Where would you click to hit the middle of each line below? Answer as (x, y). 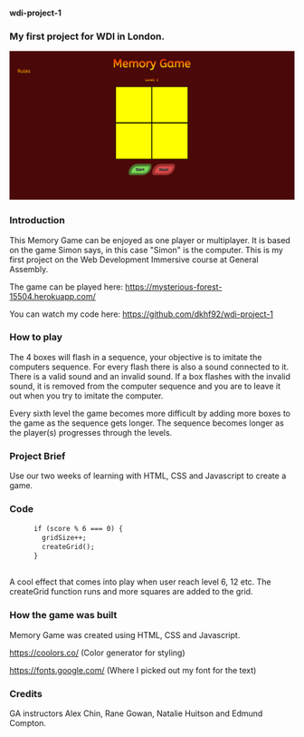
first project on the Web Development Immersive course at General (134, 260)
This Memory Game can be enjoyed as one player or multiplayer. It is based (150, 240)
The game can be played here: (66, 287)
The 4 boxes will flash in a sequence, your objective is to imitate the (136, 357)
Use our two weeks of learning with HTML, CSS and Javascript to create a (148, 476)
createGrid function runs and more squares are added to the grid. (131, 592)
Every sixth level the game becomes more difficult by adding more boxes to (150, 413)
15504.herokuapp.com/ (53, 296)
